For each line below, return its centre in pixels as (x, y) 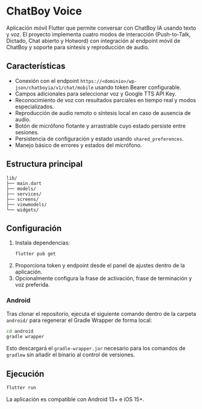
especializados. (34, 106)
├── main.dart (24, 183)
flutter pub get (35, 254)
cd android (20, 331)
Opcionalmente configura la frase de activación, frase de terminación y (103, 278)
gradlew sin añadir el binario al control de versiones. (71, 355)
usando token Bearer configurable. (138, 87)
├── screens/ (23, 199)
